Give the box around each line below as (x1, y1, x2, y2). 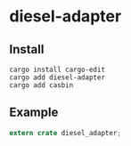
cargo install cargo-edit (9, 65, 105, 74)
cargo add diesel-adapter (9, 73, 105, 82)
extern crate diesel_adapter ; (9, 128, 122, 137)
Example (9, 105, 59, 120)
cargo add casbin (9, 81, 74, 90)
